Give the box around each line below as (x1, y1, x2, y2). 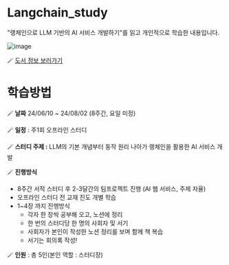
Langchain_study (7, 5, 108, 21)
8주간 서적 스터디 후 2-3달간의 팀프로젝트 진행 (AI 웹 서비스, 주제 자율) (17, 184, 206, 193)
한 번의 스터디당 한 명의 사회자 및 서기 (27, 218, 129, 227)
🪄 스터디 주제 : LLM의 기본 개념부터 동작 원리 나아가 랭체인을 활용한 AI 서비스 (7, 142, 216, 150)
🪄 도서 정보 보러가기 (7, 56, 63, 65)
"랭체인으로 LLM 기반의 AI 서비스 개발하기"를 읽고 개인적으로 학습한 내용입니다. (7, 28, 220, 36)
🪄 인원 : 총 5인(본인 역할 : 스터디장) (7, 251, 103, 259)
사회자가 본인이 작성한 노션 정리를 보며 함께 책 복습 (27, 227, 164, 235)
